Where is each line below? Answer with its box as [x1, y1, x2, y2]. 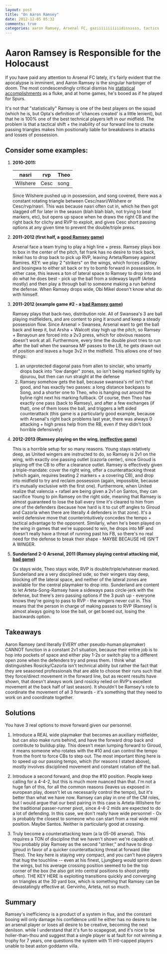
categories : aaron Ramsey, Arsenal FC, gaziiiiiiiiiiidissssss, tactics [5, 26, 160, 31]
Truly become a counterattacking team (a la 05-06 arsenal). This [12, 830, 146, 836]
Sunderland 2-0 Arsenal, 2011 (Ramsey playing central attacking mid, [12, 551, 160, 557]
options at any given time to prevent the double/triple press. [12, 224, 136, 230]
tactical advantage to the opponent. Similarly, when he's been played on [12, 520, 161, 526]
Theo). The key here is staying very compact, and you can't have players [12, 852, 163, 858]
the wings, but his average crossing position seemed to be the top [12, 862, 149, 868]
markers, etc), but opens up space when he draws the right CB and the [12, 214, 159, 220]
